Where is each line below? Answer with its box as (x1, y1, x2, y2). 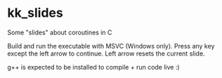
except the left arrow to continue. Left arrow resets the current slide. (7, 49, 205, 58)
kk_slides (7, 5, 63, 21)
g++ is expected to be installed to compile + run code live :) (7, 63, 181, 71)
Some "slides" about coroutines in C (7, 28, 112, 37)
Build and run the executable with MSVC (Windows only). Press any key (7, 41, 215, 50)
